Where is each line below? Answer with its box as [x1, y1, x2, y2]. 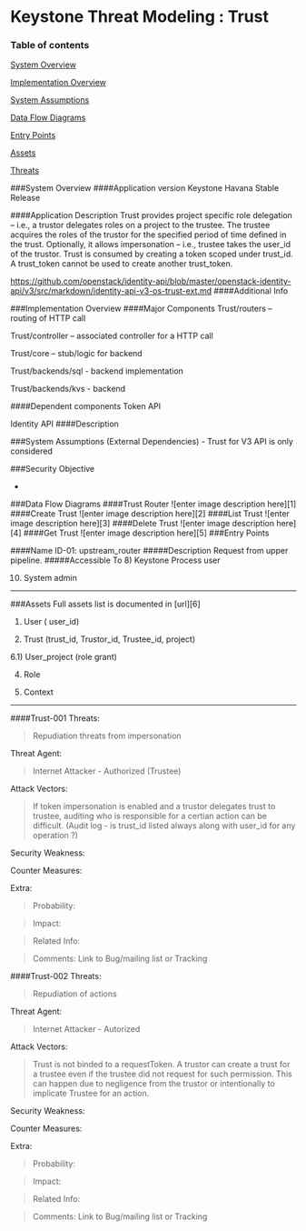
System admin [23, 573, 78, 584]
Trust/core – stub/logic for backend [10, 348, 143, 359]
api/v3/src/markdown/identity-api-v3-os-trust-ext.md [10, 285, 212, 296]
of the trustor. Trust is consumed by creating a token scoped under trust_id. [10, 248, 293, 260]
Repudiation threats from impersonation [32, 730, 182, 742]
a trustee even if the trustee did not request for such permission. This [32, 1068, 293, 1079]
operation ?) [32, 830, 78, 841]
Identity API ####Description [10, 418, 119, 429]
